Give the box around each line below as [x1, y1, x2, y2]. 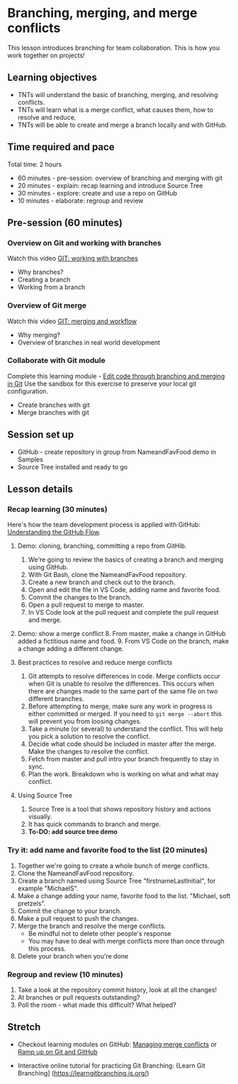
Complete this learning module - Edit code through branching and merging [7, 371, 225, 380]
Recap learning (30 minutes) [7, 504, 108, 514]
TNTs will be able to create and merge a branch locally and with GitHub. [17, 121, 228, 129]
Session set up [7, 429, 74, 441]
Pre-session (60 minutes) [7, 216, 123, 228]
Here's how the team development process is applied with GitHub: [7, 520, 200, 529]
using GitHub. [28, 563, 69, 571]
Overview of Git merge [7, 301, 87, 311]
